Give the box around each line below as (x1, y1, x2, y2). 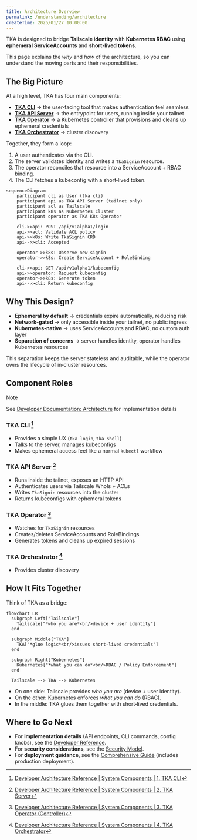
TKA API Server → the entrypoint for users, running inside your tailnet (14, 110, 185, 117)
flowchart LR (6, 610, 38, 616)
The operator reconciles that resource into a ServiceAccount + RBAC (14, 164, 181, 171)
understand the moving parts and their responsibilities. (6, 59, 138, 67)
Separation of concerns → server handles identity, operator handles (14, 337, 181, 344)
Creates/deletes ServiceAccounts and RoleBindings (14, 531, 140, 538)
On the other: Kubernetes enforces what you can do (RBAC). (14, 694, 161, 701)
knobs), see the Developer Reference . (14, 739, 107, 746)
